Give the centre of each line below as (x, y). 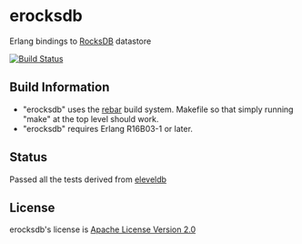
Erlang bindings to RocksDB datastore (81, 41)
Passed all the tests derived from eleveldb (88, 179)
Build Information (60, 87)
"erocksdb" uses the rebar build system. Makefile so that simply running (158, 109)
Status (29, 157)
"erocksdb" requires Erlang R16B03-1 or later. (108, 128)
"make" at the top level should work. (91, 118)
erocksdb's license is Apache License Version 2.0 (103, 229)
